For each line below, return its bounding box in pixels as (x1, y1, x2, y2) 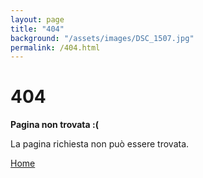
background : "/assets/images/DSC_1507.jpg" (10, 33, 195, 43)
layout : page (10, 14, 65, 25)
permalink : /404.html (10, 42, 101, 53)
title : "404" (10, 24, 65, 34)
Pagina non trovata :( (10, 119, 99, 131)
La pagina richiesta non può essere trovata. (10, 138, 190, 150)
